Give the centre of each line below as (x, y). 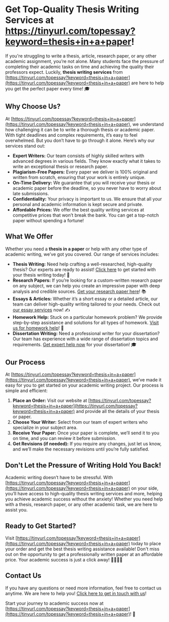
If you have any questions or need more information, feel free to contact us (83, 588)
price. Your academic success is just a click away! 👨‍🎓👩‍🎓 (64, 560)
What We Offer (29, 237)
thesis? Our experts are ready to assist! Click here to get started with (84, 269)
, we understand (147, 124)
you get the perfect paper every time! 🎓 (48, 88)
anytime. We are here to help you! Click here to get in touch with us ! (76, 593)
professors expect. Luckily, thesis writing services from (64, 72)
